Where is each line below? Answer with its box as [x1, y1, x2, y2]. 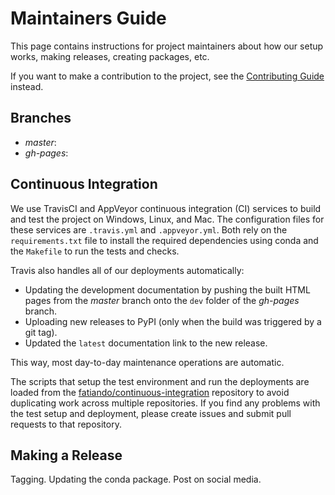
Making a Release [10, 447, 123, 464]
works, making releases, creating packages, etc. [10, 50, 210, 62]
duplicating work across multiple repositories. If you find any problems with [10, 397, 321, 409]
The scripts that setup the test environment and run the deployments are [10, 375, 310, 387]
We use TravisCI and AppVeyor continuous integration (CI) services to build [10, 202, 322, 214]
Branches [10, 110, 72, 127]
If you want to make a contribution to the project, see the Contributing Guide [10, 70, 325, 82]
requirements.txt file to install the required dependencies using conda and [10, 234, 319, 246]
